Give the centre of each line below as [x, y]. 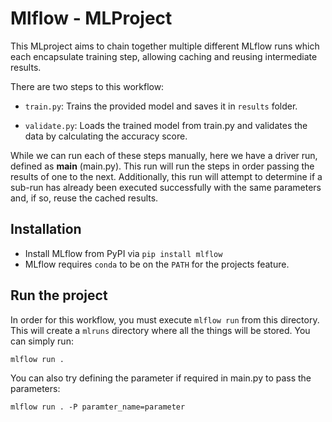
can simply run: [42, 341]
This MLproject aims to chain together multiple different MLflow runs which [165, 46]
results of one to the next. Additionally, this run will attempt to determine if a [166, 176]
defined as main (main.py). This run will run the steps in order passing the [162, 166]
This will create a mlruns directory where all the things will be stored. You [160, 330]
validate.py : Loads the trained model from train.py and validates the [166, 125]
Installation [46, 229]
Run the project [59, 295]
